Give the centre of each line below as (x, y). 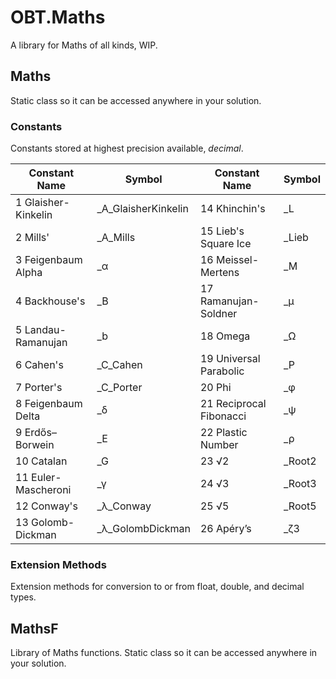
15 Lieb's (222, 231)
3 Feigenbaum (49, 260)
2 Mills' (32, 238)
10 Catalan (41, 461)
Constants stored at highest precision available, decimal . (127, 148)
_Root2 (300, 461)
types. (23, 597)
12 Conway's (46, 506)
